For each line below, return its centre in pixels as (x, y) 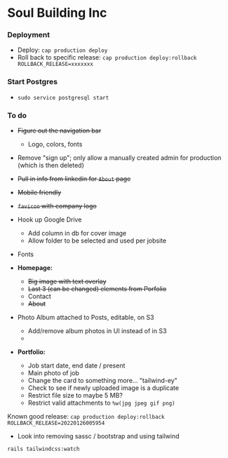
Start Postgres (33, 82)
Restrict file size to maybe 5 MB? (75, 396)
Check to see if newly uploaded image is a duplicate (103, 388)
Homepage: (35, 268)
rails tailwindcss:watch (43, 449)
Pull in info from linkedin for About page (74, 179)
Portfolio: (31, 352)
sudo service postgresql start (63, 97)
